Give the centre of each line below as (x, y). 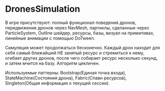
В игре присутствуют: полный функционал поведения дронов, (71, 23)
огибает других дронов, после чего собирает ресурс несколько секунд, (82, 58)
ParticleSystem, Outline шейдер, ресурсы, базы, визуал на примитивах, (80, 33)
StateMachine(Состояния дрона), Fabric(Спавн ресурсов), (66, 78)
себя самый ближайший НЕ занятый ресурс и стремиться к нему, (75, 53)
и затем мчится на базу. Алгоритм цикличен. (52, 63)
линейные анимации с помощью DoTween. (50, 38)
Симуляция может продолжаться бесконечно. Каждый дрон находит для (82, 47)
